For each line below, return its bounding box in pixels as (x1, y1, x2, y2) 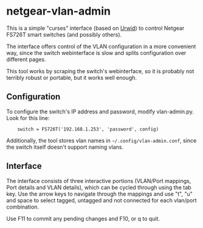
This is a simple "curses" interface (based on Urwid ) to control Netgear (6, 24, 185, 32)
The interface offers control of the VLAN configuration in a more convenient (6, 43, 196, 50)
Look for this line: (6, 114, 50, 121)
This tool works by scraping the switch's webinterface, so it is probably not (6, 67, 194, 74)
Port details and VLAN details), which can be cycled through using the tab (6, 183, 191, 191)
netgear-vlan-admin (6, 4, 111, 18)
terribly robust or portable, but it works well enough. (6, 74, 137, 81)
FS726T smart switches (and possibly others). (6, 30, 122, 38)
